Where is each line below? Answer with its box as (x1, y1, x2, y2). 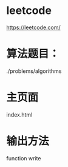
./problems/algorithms (6, 67, 62, 75)
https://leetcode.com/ (6, 24, 61, 31)
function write (6, 154, 41, 162)
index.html (6, 111, 33, 118)
